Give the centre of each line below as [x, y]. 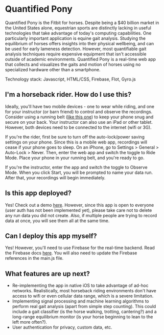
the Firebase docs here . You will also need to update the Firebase [71, 253]
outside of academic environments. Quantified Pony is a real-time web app [81, 59]
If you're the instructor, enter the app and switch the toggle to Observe [76, 167]
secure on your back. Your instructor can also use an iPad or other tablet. [79, 122]
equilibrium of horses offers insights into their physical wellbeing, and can [80, 43]
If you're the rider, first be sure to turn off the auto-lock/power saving [75, 137]
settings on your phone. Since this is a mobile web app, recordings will [76, 142]
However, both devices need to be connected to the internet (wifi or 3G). [78, 127]
